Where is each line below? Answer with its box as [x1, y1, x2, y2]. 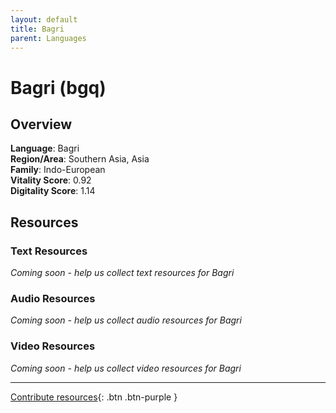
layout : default [10, 14, 78, 25]
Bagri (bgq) [10, 76, 107, 99]
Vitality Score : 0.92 [10, 174, 92, 186]
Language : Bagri [10, 142, 80, 155]
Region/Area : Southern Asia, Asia [10, 153, 150, 165]
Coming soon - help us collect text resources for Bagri [10, 267, 235, 279]
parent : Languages [10, 33, 87, 43]
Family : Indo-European [10, 164, 106, 176]
